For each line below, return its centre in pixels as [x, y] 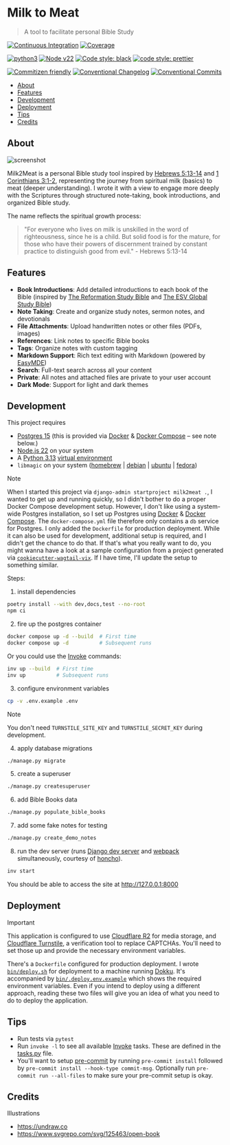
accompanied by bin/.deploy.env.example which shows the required [104, 978]
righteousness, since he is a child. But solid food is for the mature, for [122, 236]
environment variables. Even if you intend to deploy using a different [104, 985]
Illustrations [23, 1113]
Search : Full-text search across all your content [84, 370]
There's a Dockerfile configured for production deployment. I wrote [103, 964]
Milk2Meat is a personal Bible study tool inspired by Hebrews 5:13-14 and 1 [113, 173]
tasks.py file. [35, 1053]
